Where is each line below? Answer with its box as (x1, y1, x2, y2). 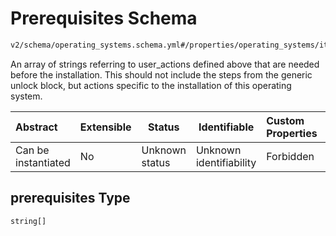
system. (10, 90, 43, 102)
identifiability (195, 155, 257, 169)
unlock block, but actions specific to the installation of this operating (10, 79, 292, 91)
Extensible (79, 120, 132, 134)
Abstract (15, 120, 58, 134)
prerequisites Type (10, 190, 131, 207)
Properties (266, 126, 318, 140)
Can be (15, 143, 50, 157)
